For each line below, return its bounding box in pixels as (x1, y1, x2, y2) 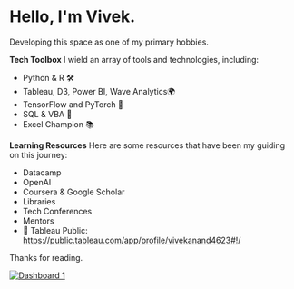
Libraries (22, 195, 56, 206)
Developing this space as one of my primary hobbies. (9, 36, 209, 47)
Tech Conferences (22, 205, 93, 216)
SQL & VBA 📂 (22, 108, 73, 119)
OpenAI (22, 176, 52, 187)
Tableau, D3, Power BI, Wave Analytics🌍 (22, 85, 176, 96)
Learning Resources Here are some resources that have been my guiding (9, 139, 286, 151)
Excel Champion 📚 (22, 118, 94, 129)
